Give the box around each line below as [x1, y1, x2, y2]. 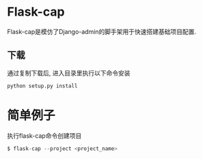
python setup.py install [7, 83, 78, 89]
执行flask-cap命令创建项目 [7, 131, 82, 140]
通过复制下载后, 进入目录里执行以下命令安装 [7, 69, 131, 77]
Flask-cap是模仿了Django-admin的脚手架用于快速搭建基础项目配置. [7, 27, 197, 35]
